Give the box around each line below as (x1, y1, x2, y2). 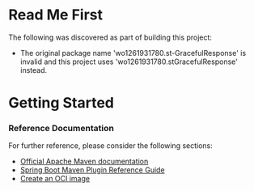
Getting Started (8, 94, 115, 112)
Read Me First (8, 6, 104, 24)
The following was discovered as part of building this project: (8, 32, 213, 42)
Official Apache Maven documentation (19, 156, 149, 167)
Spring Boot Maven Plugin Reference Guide (19, 165, 165, 175)
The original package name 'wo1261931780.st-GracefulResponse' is (19, 48, 247, 57)
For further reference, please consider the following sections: (8, 141, 213, 151)
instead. (19, 65, 48, 74)
